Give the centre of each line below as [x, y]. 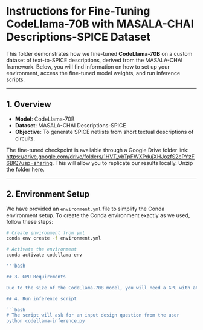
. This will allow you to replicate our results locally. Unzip [123, 163]
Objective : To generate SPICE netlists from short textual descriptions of [104, 132]
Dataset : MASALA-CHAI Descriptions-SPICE [70, 125]
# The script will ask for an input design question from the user [93, 315]
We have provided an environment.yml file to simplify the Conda [85, 209]
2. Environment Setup [48, 194]
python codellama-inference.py [46, 321]
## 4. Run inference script [42, 298]
